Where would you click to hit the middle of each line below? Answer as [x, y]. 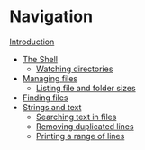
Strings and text [52, 107]
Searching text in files [76, 117]
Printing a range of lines [80, 136]
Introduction [32, 42]
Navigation [51, 17]
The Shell [40, 59]
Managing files [50, 78]
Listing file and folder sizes [86, 88]
